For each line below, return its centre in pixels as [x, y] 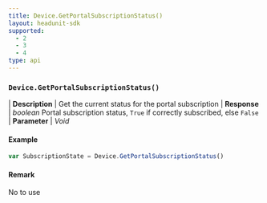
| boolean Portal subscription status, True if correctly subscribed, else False [133, 112]
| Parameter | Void [39, 121]
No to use [24, 193]
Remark [22, 174]
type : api [25, 61]
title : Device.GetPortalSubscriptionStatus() [85, 16]
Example [23, 139]
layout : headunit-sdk [44, 23]
